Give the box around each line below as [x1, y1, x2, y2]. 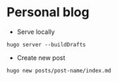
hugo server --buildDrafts [6, 41, 86, 48]
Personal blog [6, 4, 90, 20]
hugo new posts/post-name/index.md [6, 67, 112, 74]
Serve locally [16, 27, 55, 36]
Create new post [16, 54, 66, 62]
